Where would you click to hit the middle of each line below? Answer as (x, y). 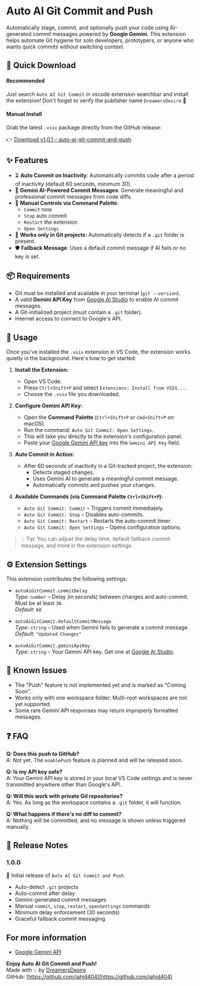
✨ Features (27, 161)
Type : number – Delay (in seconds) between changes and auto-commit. (102, 597)
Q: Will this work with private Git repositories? (64, 796)
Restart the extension (50, 222)
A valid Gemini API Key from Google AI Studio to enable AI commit (97, 300)
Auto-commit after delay (45, 893)
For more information (46, 938)
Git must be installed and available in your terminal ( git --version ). (98, 293)
